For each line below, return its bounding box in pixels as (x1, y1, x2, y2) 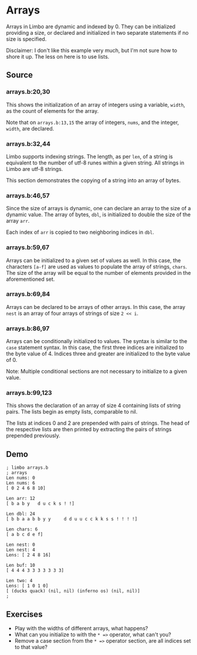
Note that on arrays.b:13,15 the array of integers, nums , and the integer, (6, 119, 179, 126)
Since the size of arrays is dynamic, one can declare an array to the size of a (6, 205, 191, 212)
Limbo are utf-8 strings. (6, 165, 63, 172)
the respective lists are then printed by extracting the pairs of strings (6, 426, 172, 433)
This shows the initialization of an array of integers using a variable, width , (6, 101, 186, 108)
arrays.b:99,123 (6, 389, 52, 397)
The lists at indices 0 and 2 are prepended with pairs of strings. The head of (6, 419, 190, 426)
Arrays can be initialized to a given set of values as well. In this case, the (6, 257, 181, 264)
